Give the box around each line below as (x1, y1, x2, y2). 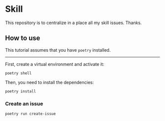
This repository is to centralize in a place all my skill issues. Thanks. (5, 20, 142, 26)
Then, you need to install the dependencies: (5, 79, 94, 85)
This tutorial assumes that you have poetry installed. (5, 47, 111, 53)
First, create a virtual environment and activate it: (5, 61, 105, 67)
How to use (5, 34, 40, 42)
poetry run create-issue (5, 112, 56, 117)
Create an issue (5, 100, 43, 107)
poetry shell (5, 70, 32, 76)
